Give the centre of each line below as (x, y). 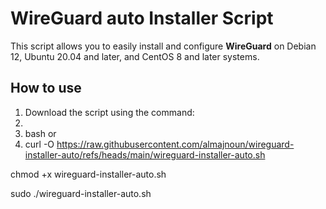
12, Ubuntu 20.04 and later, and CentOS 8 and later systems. (135, 56)
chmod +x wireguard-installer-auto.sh (88, 174)
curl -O (39, 144)
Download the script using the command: (109, 112)
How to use (46, 88)
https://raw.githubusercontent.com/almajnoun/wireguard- (175, 144)
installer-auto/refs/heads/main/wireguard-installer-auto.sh (145, 154)
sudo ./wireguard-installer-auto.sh (81, 193)
